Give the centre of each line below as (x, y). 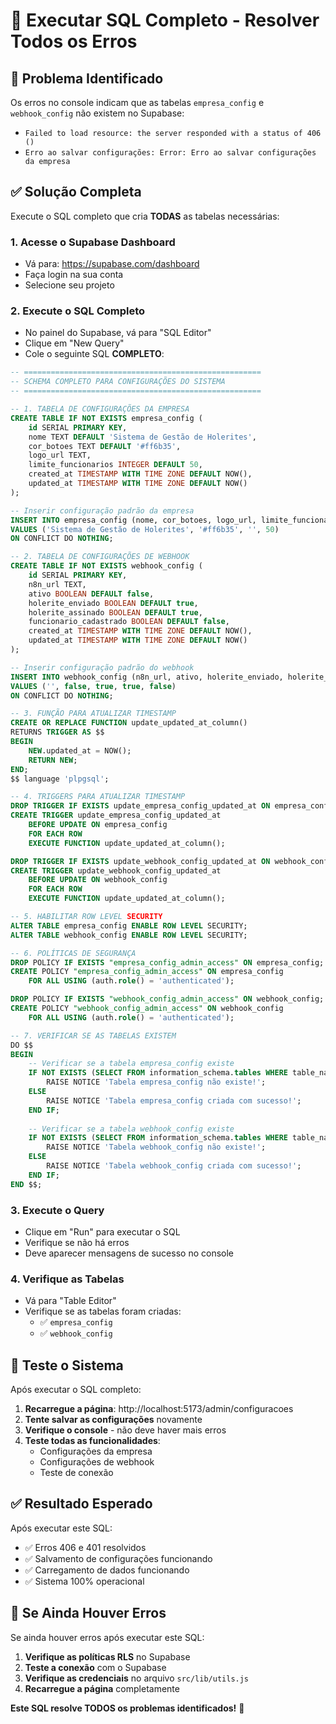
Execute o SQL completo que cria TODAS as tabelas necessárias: (145, 216)
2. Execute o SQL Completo (78, 311)
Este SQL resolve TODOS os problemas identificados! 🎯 (127, 1708)
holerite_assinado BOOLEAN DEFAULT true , (115, 612)
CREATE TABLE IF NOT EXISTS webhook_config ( (106, 566)
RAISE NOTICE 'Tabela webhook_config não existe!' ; (156, 1147)
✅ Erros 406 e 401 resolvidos (85, 1547)
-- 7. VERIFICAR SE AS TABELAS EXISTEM (93, 1035)
